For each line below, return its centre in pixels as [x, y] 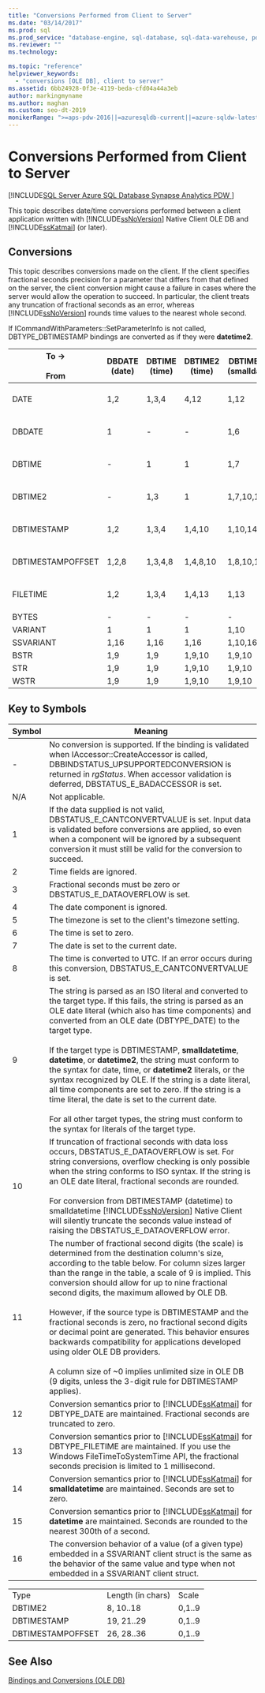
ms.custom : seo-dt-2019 [47, 110]
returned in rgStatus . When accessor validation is [140, 774]
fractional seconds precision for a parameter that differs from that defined [128, 279]
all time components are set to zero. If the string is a [145, 1089]
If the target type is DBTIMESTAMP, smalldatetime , [144, 1050]
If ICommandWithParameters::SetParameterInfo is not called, [107, 328]
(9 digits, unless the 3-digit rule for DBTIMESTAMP [143, 1381]
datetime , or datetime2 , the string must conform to [144, 1060]
